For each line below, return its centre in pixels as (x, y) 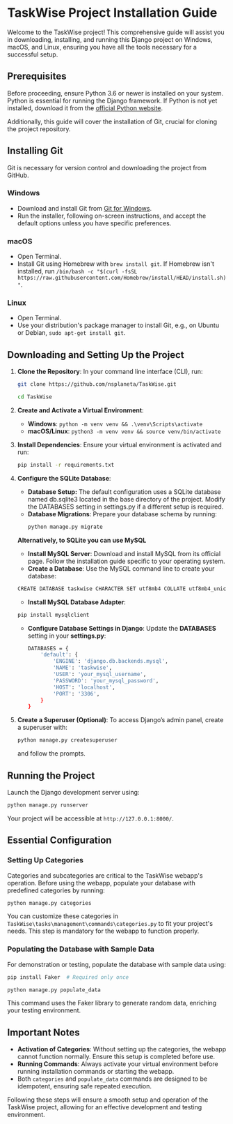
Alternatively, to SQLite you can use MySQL (82, 540)
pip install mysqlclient (53, 615)
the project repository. (39, 129)
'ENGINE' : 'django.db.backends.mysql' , (110, 661)
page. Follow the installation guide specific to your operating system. (126, 561)
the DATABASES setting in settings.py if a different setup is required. (126, 507)
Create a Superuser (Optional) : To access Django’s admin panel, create (120, 720)
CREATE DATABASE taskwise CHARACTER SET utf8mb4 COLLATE (102, 589)
